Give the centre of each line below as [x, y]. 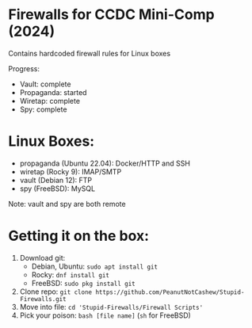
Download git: [42, 257]
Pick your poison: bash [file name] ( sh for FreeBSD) [105, 315]
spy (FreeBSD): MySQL [57, 189]
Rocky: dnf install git [70, 274]
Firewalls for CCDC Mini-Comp [112, 15]
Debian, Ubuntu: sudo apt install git [95, 266]
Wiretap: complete [50, 101]
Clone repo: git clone [56, 292]
